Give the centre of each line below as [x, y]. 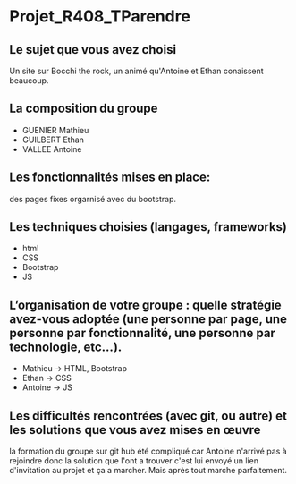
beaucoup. [29, 81]
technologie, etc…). [66, 347]
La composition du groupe [84, 109]
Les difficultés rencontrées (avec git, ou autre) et [148, 416]
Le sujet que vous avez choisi [93, 50]
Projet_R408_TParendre [100, 17]
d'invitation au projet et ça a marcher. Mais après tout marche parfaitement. [148, 471]
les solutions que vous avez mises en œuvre [135, 430]
